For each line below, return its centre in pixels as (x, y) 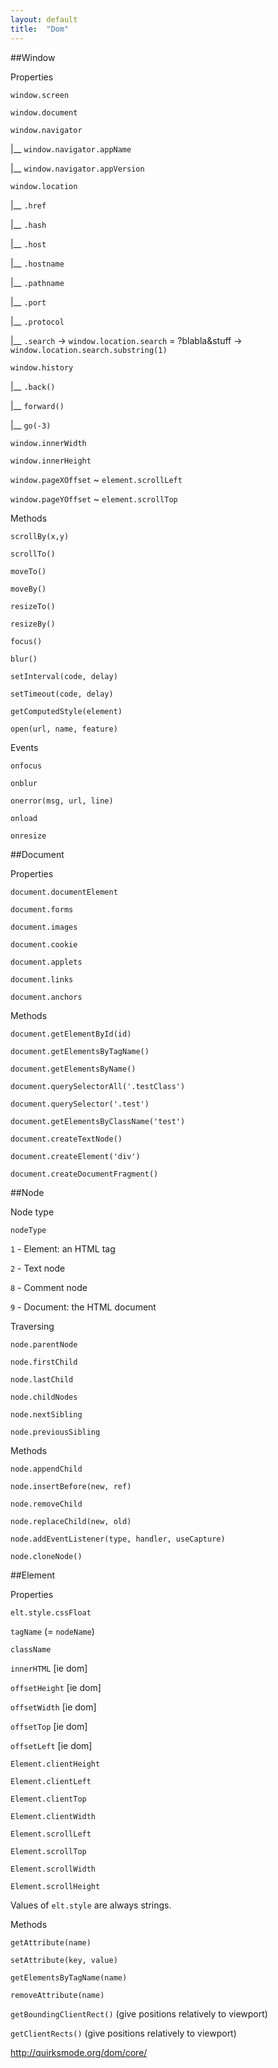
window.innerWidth (48, 443)
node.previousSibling (55, 1432)
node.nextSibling (46, 1414)
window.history (42, 367)
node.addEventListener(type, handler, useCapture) (118, 1539)
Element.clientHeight (55, 1764)
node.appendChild (46, 1469)
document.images (44, 927)
